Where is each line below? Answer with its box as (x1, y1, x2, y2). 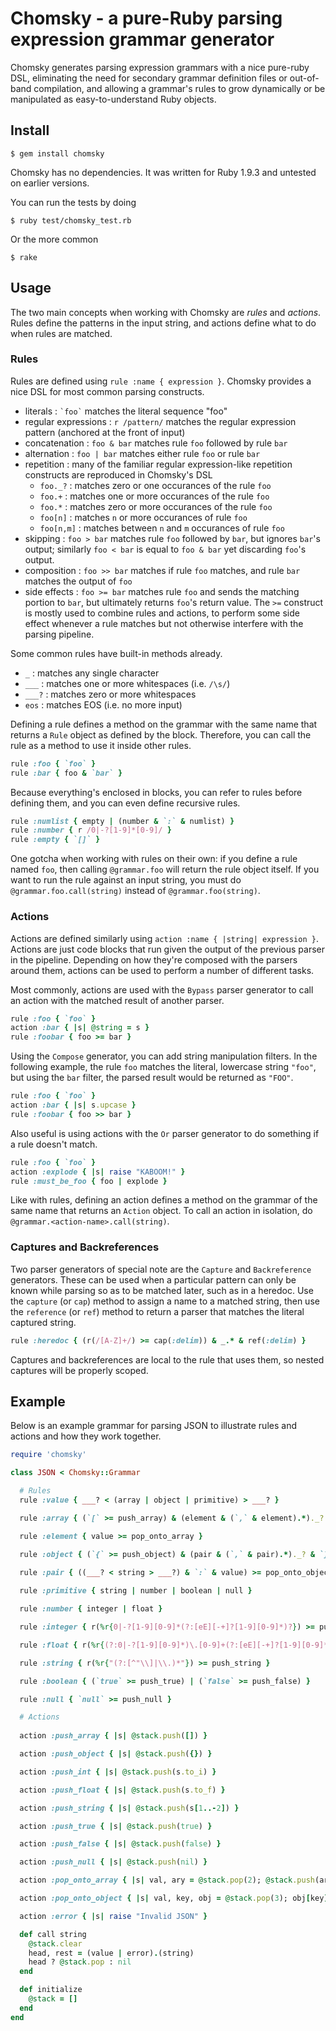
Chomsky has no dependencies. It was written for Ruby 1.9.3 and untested (10, 166, 317, 178)
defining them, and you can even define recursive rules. (10, 797, 241, 809)
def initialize (19, 1985, 83, 1995)
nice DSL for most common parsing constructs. (10, 385, 205, 397)
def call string (19, 1929, 87, 1939)
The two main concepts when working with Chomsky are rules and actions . (10, 306, 322, 318)
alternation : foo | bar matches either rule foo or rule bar (24, 447, 261, 459)
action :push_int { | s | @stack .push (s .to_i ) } (19, 1767, 217, 1777)
